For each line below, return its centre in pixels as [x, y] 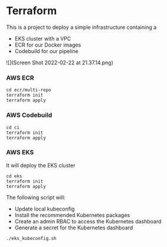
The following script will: [36, 197]
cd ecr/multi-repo [29, 90]
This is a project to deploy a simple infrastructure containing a [81, 27]
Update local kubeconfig [45, 209]
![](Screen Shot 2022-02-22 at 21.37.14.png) [60, 62]
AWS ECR [20, 78]
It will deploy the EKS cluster [41, 165]
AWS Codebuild [29, 115]
